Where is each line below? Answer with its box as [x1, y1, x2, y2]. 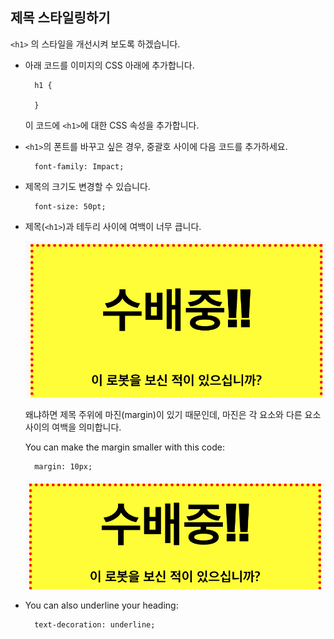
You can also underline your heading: [24, 599, 179, 611]
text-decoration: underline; [34, 619, 156, 630]
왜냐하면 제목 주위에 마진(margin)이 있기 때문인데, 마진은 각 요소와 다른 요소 [24, 408, 322, 420]
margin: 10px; [34, 461, 93, 472]
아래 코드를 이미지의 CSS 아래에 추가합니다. [24, 59, 195, 71]
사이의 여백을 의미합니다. [24, 421, 122, 433]
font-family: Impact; [34, 161, 125, 172]
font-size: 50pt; [34, 201, 107, 212]
